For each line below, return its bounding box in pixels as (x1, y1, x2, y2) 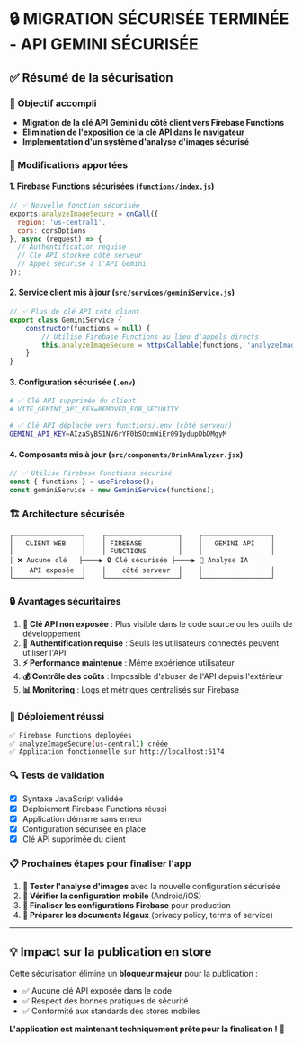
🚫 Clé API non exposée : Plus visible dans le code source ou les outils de (22, 619, 293, 630)
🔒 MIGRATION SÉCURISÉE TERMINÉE (9, 9, 289, 30)
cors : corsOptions (17, 225, 87, 235)
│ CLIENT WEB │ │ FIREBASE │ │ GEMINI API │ (9, 539, 276, 548)
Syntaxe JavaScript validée (22, 793, 124, 804)
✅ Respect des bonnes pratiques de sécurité (22, 995, 189, 1006)
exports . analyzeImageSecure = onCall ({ (9, 209, 159, 218)
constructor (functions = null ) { (25, 323, 151, 332)
